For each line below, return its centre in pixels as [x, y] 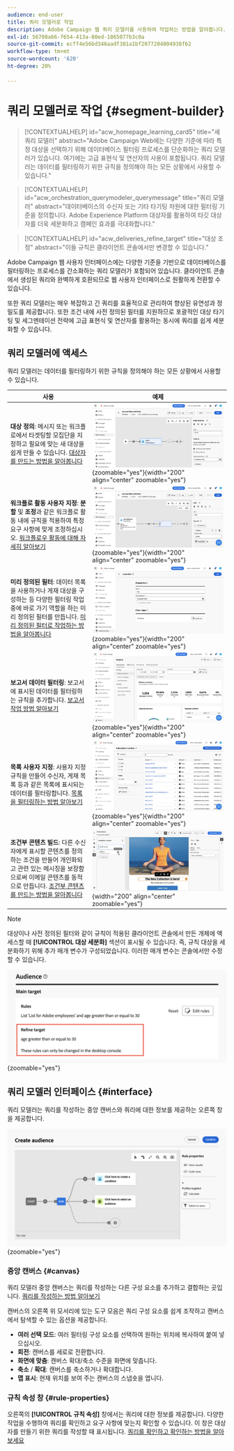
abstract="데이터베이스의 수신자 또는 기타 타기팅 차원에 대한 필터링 [126, 206]
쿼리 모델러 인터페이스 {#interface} [80, 1092]
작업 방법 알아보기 [34, 709]
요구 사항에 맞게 [32, 529]
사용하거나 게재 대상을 [47, 591]
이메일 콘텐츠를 [49, 877]
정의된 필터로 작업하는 [47, 625]
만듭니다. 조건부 [45, 886]
